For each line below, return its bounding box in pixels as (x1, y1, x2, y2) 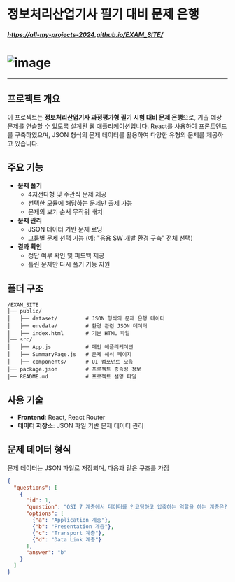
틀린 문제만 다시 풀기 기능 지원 (27, 260, 111, 269)
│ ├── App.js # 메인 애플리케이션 (7, 343, 134, 350)
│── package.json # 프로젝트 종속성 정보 (7, 366, 142, 373)
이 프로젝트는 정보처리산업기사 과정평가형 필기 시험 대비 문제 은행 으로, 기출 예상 (7, 113, 222, 121)
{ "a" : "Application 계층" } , (32, 517, 111, 524)
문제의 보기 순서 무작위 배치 (27, 208, 103, 216)
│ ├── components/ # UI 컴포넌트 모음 (7, 358, 134, 366)
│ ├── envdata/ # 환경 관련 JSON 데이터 (7, 322, 148, 329)
